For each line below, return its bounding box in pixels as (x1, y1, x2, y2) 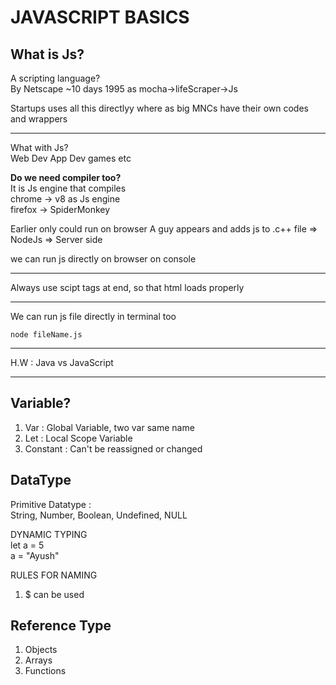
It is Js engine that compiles (10, 182, 127, 194)
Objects (24, 644, 58, 656)
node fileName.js (10, 330, 83, 340)
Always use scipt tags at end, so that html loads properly (10, 282, 245, 293)
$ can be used (24, 588, 85, 600)
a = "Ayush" (10, 549, 60, 561)
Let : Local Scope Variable (24, 432, 133, 444)
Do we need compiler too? (10, 172, 122, 183)
